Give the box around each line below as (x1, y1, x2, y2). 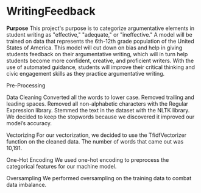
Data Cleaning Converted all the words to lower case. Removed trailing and (6, 93, 195, 101)
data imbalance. (6, 181, 47, 188)
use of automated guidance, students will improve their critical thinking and (6, 63, 196, 71)
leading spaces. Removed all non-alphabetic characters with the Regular (6, 100, 189, 107)
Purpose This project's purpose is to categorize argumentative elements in (6, 24, 195, 32)
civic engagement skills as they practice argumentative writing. (6, 70, 165, 77)
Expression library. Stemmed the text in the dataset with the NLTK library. (6, 106, 190, 114)
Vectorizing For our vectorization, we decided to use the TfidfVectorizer (6, 131, 187, 139)
